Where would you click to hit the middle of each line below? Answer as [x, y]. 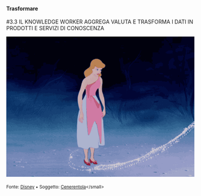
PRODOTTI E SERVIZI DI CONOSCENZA [55, 28]
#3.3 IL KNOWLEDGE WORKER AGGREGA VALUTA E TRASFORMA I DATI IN [100, 22]
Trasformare [22, 8]
